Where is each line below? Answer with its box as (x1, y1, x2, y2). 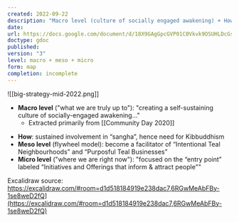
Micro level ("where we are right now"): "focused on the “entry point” (17, 154, 222, 164)
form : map (7, 63, 37, 70)
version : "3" (7, 51, 46, 58)
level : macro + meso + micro (7, 57, 94, 64)
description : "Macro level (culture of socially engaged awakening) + (7, 17, 221, 24)
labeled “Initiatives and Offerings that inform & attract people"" (17, 162, 201, 171)
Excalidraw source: (7, 176, 63, 185)
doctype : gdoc (7, 37, 50, 44)
